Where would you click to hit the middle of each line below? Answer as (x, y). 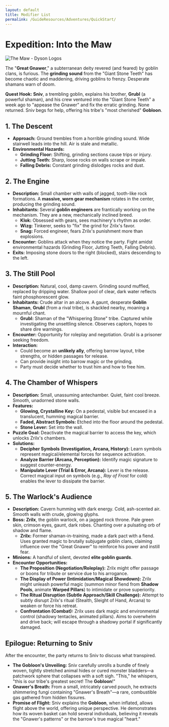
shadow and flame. (32, 531)
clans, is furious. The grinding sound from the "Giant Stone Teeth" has (79, 73)
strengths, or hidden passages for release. (64, 356)
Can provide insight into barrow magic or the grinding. (76, 361)
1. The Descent (29, 126)
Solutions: (23, 443)
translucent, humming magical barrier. (60, 416)
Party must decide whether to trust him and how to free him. (83, 367)
